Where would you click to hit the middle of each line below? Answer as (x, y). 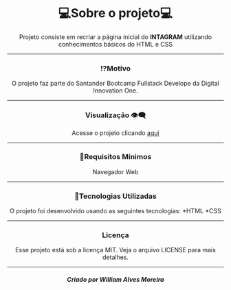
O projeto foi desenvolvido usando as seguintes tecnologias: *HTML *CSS (115, 211)
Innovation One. (115, 90)
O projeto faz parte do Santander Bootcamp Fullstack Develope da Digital (115, 84)
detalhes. (115, 257)
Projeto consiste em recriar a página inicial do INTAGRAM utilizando (115, 37)
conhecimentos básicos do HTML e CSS (115, 44)
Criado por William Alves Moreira (115, 280)
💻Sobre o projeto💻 (115, 13)
